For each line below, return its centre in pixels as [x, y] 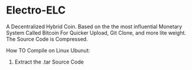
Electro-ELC [36, 10]
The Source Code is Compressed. [47, 39]
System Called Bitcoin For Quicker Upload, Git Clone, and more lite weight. [96, 32]
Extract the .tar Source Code [49, 62]
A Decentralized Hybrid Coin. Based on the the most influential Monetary [94, 26]
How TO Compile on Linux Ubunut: [48, 50]
